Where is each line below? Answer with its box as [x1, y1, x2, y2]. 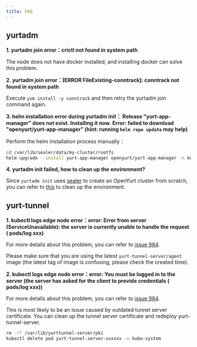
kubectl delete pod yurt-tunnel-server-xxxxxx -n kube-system [6, 335, 161, 341]
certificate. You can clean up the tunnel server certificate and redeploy [6, 312, 177, 319]
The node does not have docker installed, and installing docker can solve [6, 58, 183, 65]
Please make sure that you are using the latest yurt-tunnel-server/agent [6, 252, 182, 259]
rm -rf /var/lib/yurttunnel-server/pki [6, 330, 104, 336]
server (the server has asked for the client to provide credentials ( [6, 277, 170, 284]
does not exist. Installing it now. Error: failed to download [32, 120, 174, 127]
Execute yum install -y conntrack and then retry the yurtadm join [6, 95, 167, 102]
